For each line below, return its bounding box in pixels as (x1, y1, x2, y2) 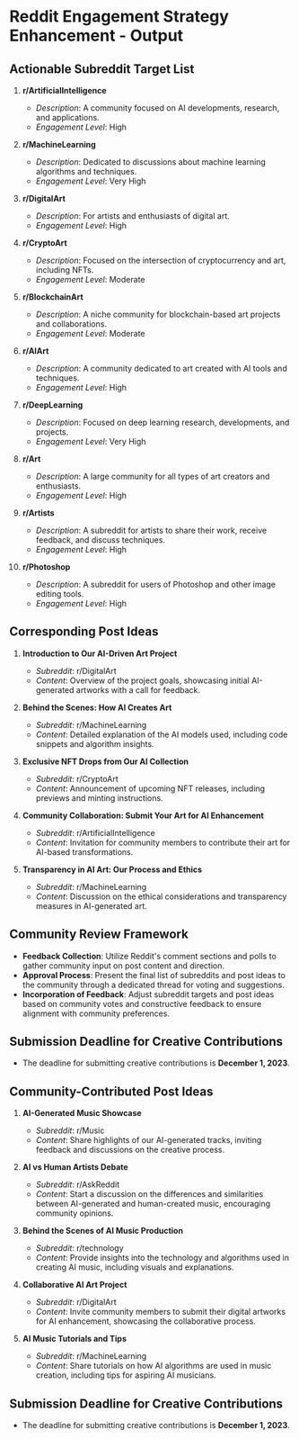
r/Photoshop (22, 562, 71, 572)
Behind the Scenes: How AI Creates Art (22, 702, 172, 713)
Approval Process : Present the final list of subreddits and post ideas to (22, 969, 286, 980)
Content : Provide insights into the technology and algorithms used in (35, 1253, 290, 1264)
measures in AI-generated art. (35, 900, 148, 911)
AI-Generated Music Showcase (22, 1108, 142, 1119)
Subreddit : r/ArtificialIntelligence (35, 827, 155, 838)
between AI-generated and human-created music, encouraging (35, 1199, 271, 1210)
